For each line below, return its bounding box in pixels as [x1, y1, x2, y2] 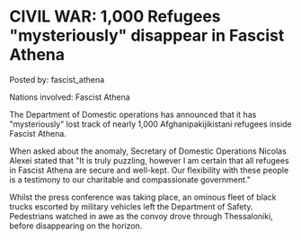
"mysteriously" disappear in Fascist [9, 25, 285, 46]
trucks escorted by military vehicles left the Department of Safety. [9, 200, 253, 212]
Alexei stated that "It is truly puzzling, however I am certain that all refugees [9, 155, 289, 165]
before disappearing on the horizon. [9, 220, 143, 231]
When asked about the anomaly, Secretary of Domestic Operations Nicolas [9, 146, 288, 156]
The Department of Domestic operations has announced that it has [9, 109, 257, 120]
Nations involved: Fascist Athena [9, 92, 130, 102]
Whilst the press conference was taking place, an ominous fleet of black [9, 191, 277, 202]
